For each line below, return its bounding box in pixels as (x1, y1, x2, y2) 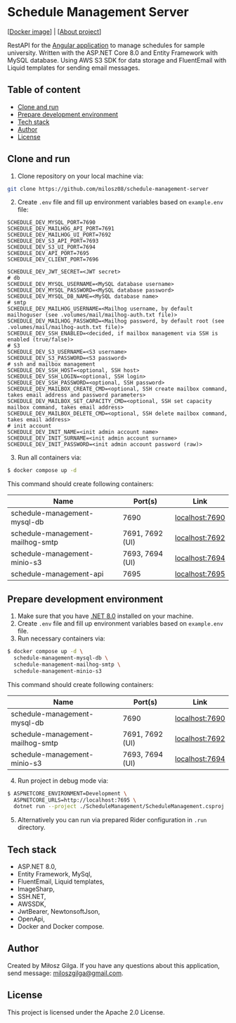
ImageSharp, (17, 885, 55, 893)
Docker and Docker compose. (17, 922, 105, 931)
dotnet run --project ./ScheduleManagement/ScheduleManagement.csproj (13, 803, 225, 810)
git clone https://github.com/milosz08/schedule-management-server (7, 185, 209, 192)
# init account (7, 423, 52, 430)
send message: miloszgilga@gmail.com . (7, 969, 124, 977)
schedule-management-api (11, 569, 104, 579)
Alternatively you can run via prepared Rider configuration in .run (17, 816, 207, 824)
